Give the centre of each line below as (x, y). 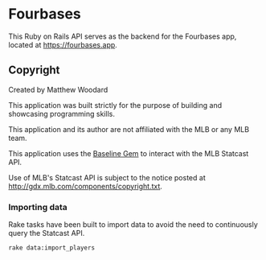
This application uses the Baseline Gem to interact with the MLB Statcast (129, 153)
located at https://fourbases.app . (63, 44)
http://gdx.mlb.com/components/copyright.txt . (86, 186)
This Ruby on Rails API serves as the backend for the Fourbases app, (123, 36)
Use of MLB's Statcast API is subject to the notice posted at (107, 177)
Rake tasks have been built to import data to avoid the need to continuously (133, 225)
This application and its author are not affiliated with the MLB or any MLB (129, 129)
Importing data (38, 207)
